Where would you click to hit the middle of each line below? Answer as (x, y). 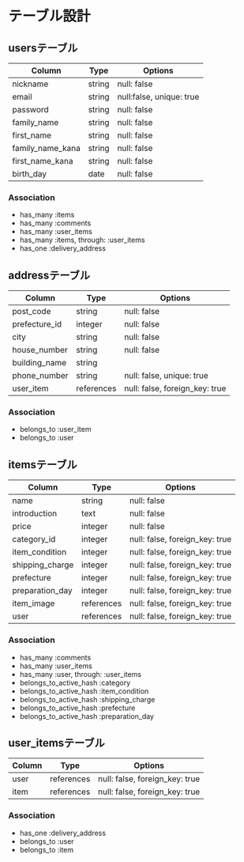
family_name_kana (46, 148)
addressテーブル (49, 275)
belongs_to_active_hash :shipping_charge (87, 699)
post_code (32, 312)
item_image (34, 603)
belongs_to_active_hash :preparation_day (86, 716)
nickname (30, 84)
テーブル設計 (49, 16)
